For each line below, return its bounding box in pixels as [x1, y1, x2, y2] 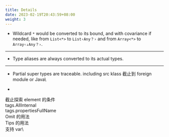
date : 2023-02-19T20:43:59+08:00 [5, 12, 75, 17]
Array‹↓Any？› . [12, 41, 43, 47]
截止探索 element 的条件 [5, 97, 55, 103]
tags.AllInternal [5, 102, 37, 108]
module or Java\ [12, 77, 47, 83]
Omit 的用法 [5, 114, 30, 120]
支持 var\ [5, 126, 24, 132]
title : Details [5, 7, 37, 13]
